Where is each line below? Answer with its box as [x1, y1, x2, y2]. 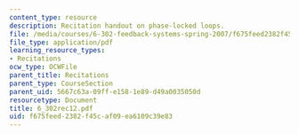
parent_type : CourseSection [9, 79, 114, 88]
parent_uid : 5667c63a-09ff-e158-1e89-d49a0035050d [9, 87, 201, 96]
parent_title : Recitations [9, 71, 109, 80]
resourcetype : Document [9, 95, 98, 105]
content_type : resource [9, 12, 98, 22]
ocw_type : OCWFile [9, 63, 77, 72]
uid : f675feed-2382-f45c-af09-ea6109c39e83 [9, 112, 174, 121]
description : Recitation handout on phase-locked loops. [9, 21, 225, 30]
